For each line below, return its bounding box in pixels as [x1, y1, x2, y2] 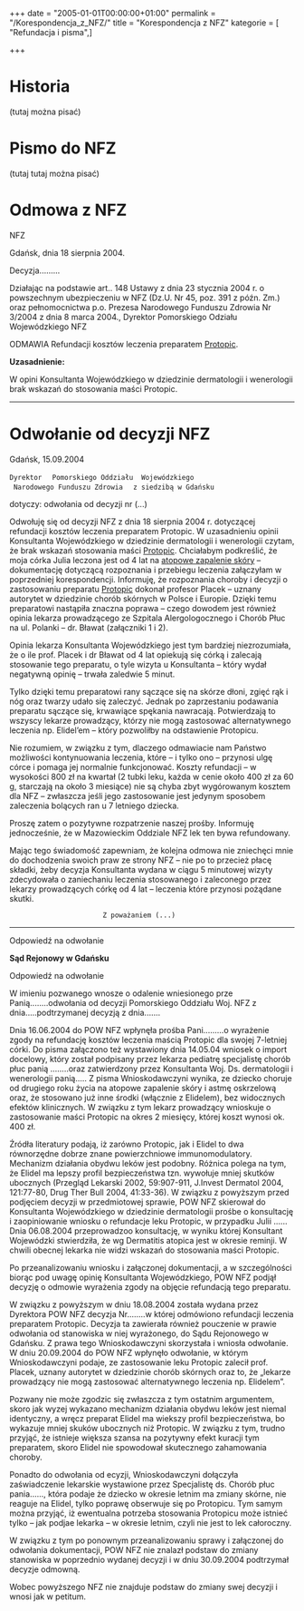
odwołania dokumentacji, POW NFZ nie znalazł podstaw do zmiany [9, 1544, 259, 1555]
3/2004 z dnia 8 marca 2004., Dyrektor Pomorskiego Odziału [9, 311, 238, 322]
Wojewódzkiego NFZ [9, 321, 88, 332]
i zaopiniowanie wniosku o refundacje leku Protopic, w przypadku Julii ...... [9, 1216, 288, 1226]
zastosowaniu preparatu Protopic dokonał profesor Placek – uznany [9, 583, 262, 594]
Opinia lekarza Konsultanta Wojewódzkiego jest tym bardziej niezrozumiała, [9, 640, 291, 650]
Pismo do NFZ [9, 138, 117, 159]
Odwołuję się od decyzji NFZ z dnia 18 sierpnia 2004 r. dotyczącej [9, 516, 256, 527]
